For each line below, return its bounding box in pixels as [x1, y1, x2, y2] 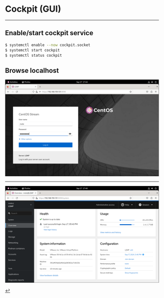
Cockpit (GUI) [5, 3, 61, 15]
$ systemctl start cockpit [5, 47, 60, 52]
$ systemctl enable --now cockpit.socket [5, 43, 91, 47]
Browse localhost [5, 66, 60, 74]
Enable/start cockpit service [5, 29, 94, 37]
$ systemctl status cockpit [5, 53, 62, 58]
